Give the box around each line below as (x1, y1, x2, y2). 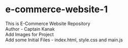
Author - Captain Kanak (5, 26, 55, 32)
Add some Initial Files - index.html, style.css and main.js (5, 37, 123, 43)
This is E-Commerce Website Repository (5, 20, 91, 27)
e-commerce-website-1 (5, 4, 108, 15)
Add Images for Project (5, 31, 54, 37)
